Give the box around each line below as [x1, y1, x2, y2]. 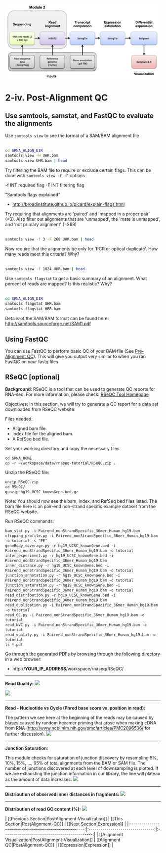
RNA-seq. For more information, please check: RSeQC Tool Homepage [5, 391, 149, 397]
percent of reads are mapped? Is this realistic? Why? [5, 281, 112, 286]
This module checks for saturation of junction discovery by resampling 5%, [5, 755, 158, 760]
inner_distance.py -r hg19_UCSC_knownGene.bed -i [5, 563, 110, 568]
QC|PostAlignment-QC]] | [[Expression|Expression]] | [5, 842, 114, 848]
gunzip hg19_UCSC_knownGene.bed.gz [5, 489, 79, 494]
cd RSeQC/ [5, 484, 26, 489]
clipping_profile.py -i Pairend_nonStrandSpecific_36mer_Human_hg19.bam [5, 533, 158, 538]
